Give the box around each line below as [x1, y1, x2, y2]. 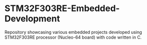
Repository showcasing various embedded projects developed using [4, 29, 142, 35]
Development [4, 13, 60, 24]
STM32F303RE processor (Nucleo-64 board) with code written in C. [4, 34, 142, 40]
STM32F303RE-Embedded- [4, 3, 120, 14]
